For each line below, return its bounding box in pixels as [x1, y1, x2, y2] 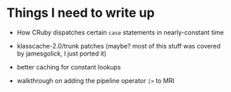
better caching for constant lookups [16, 63, 121, 71]
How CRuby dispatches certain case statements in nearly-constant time [16, 28, 225, 37]
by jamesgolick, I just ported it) [16, 49, 107, 58]
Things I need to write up [6, 5, 155, 21]
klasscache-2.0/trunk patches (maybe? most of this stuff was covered [16, 41, 221, 50]
